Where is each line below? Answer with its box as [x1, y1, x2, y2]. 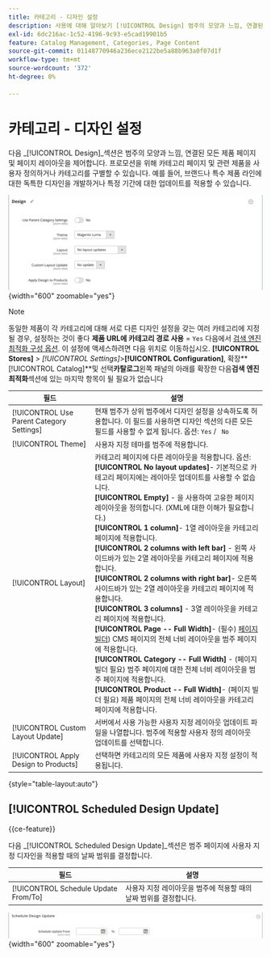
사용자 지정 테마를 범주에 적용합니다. [94, 439, 209, 449]
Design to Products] [11, 760, 78, 769]
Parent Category [11, 416, 67, 426]
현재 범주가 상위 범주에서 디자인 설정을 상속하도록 [94, 407, 250, 416]
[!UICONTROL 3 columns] [94, 603, 183, 613]
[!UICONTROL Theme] [11, 439, 86, 449]
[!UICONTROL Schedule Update [11, 883, 119, 893]
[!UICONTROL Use [11, 407, 74, 417]
